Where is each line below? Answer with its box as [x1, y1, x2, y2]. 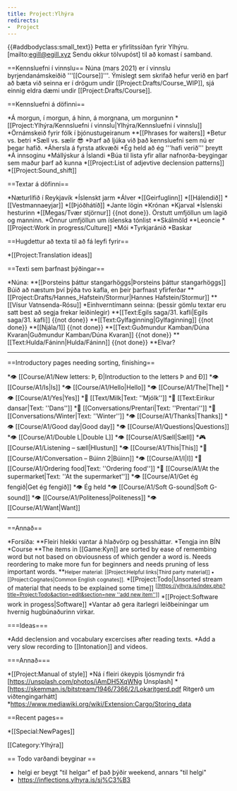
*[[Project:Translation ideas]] [7, 251, 92, 260]
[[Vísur [7, 301, 28, 309]
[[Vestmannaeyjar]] [7, 201, 63, 210]
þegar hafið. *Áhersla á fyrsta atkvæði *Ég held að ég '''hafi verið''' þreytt [7, 144, 223, 152]
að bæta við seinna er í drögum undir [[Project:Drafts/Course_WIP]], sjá [7, 79, 215, 87]
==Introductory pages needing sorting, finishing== [7, 358, 155, 367]
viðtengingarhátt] [7, 692, 58, 701]
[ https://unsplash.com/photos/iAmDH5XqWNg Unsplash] [7, 677, 174, 685]
